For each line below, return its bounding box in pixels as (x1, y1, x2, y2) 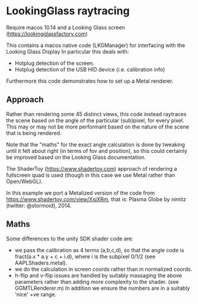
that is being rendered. (6, 129, 62, 136)
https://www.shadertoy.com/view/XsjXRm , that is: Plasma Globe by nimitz (6, 195, 187, 203)
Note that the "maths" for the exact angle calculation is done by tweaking (6, 141, 186, 148)
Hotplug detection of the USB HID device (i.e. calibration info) (14, 65, 165, 73)
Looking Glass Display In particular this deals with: (6, 48, 129, 55)
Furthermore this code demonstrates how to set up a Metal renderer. (6, 77, 174, 84)
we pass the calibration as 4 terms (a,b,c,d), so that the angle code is (14, 246, 184, 253)
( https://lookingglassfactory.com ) (6, 30, 88, 37)
